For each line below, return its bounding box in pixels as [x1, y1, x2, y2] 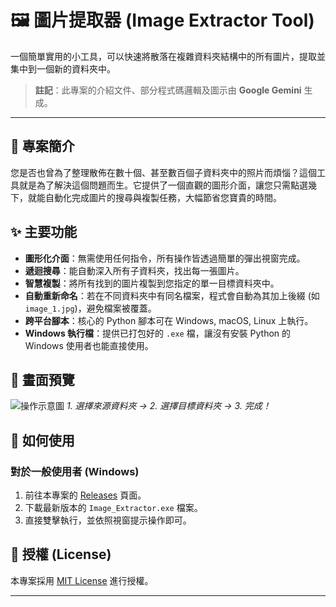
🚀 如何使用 [10, 432, 75, 449]
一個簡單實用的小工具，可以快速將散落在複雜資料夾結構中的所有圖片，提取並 [10, 50, 326, 62]
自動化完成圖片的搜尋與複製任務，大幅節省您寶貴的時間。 [44, 191, 282, 203]
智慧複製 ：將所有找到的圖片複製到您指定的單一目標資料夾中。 [24, 277, 280, 289]
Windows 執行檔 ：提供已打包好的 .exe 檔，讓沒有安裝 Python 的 [24, 327, 292, 339]
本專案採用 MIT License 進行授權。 [10, 574, 154, 586]
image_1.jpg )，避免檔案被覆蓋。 [24, 302, 157, 314]
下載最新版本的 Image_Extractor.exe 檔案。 [24, 502, 203, 514]
